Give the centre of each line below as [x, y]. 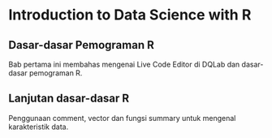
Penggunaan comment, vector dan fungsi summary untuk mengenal [122, 118]
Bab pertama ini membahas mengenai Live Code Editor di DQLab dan [124, 64]
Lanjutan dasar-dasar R [69, 99]
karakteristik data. [39, 127]
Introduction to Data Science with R [130, 15]
